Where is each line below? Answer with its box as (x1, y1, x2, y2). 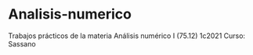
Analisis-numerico (8, 5, 132, 23)
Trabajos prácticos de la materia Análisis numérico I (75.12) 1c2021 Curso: (8, 31, 245, 40)
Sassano (8, 39, 37, 48)
